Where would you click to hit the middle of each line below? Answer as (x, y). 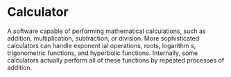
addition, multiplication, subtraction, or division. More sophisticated (103, 38)
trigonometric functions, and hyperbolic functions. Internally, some (103, 53)
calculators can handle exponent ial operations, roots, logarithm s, (102, 45)
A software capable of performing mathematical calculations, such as (106, 31)
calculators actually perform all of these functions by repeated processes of (116, 60)
